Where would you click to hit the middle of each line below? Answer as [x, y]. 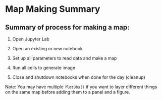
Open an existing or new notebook [48, 49]
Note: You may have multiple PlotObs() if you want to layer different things [81, 87]
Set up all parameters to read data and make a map [65, 58]
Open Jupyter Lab [31, 39]
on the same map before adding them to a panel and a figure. [68, 92]
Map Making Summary [53, 9]
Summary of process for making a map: [67, 27]
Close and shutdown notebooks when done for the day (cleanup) [79, 77]
